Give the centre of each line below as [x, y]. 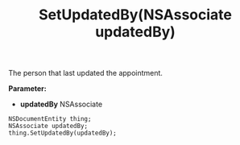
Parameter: [27, 89]
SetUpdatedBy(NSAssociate [135, 15]
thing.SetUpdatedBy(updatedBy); [62, 133]
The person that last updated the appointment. [86, 73]
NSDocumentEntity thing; [50, 119]
